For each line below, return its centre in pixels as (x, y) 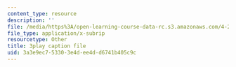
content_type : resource (42, 14)
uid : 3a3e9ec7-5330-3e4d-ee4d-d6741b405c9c (72, 53)
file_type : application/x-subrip (56, 33)
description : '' (31, 20)
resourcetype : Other (38, 40)
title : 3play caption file (47, 46)
